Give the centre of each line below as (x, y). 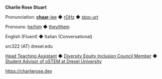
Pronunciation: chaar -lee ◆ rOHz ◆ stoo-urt (52, 17)
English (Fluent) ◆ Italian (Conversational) (49, 36)
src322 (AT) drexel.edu (29, 46)
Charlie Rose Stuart (26, 7)
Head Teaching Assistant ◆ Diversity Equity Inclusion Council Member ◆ (81, 56)
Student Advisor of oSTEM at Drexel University (53, 61)
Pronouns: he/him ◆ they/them (38, 27)
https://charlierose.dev (29, 71)
